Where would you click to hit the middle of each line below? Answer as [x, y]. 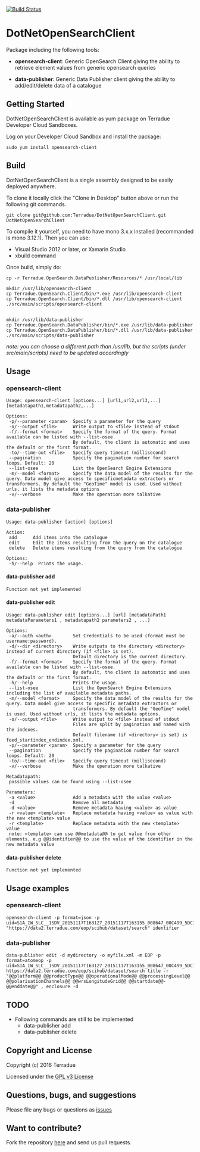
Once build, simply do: [34, 267]
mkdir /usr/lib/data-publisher [45, 320]
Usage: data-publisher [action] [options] [60, 522]
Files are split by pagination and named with [131, 724]
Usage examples [38, 888]
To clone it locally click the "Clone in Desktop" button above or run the [92, 198]
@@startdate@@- [148, 982]
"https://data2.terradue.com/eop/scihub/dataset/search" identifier [93, 928]
